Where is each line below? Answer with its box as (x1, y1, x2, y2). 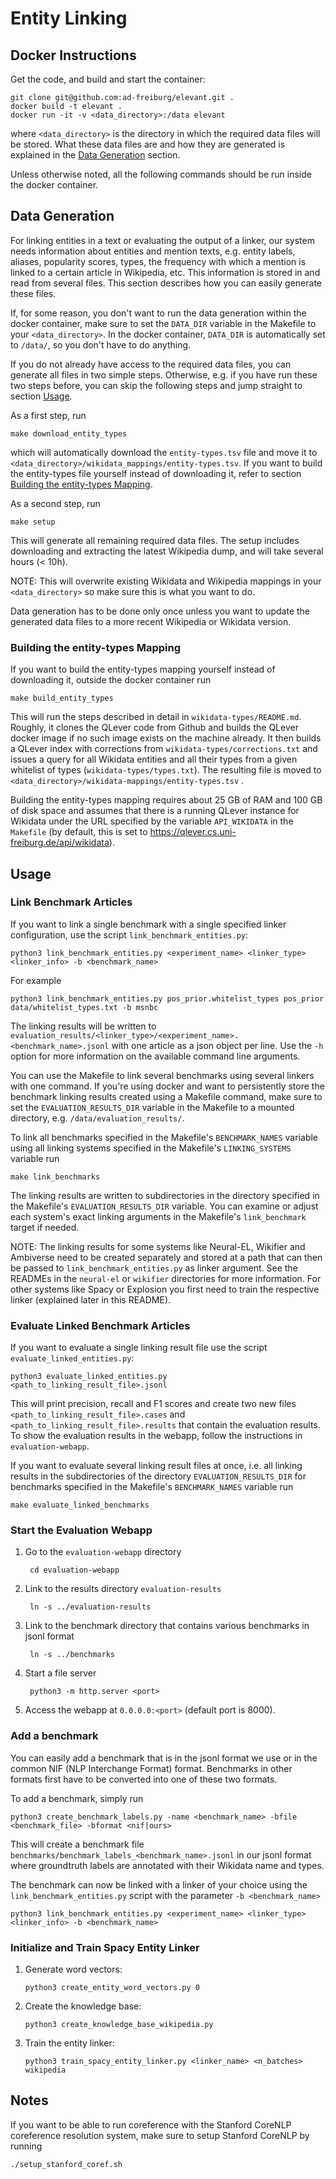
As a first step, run (10, 409, 87, 421)
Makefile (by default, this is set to (10, 826, 148, 838)
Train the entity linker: (24, 2037, 115, 2049)
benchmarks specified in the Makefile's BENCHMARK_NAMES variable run (10, 1481, 294, 1493)
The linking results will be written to (10, 1020, 157, 1032)
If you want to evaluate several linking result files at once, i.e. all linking (10, 1460, 303, 1472)
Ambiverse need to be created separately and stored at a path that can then (10, 1251, 323, 1263)
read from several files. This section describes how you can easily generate (10, 277, 322, 289)
